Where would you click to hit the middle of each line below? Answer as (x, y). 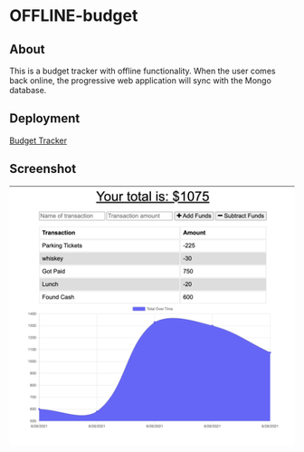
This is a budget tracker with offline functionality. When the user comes (142, 71)
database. (28, 90)
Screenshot (43, 169)
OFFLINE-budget (74, 16)
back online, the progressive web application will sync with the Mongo (140, 81)
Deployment (45, 119)
